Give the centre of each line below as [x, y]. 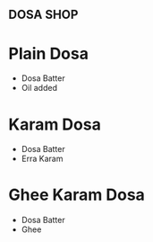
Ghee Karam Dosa [76, 195]
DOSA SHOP [43, 15]
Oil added [39, 88]
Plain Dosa [48, 54]
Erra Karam [42, 159]
